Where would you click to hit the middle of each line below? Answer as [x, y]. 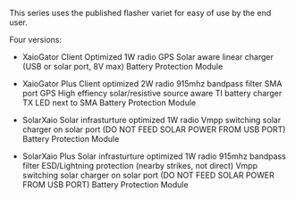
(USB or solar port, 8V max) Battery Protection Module [122, 66]
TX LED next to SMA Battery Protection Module [109, 103]
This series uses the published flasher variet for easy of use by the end [140, 13]
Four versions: [36, 40]
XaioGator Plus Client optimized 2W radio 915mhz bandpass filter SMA [152, 83]
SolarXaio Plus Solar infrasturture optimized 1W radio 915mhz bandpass [154, 156]
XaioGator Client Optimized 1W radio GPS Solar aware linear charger [148, 57]
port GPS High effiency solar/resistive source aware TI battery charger [152, 93]
